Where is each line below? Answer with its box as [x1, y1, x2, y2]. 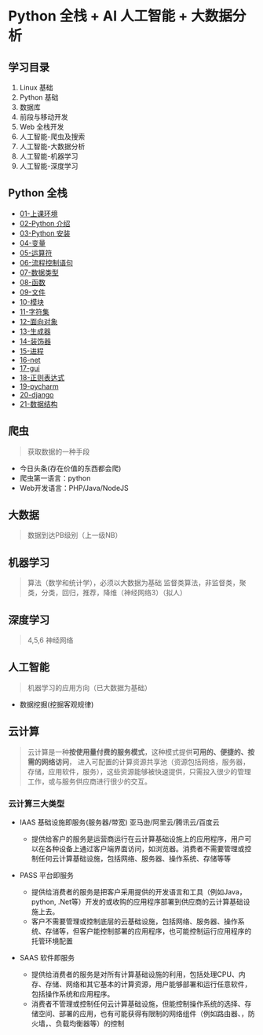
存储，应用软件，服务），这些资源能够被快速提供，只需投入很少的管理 [27, 766, 251, 776]
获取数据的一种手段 [27, 447, 90, 456]
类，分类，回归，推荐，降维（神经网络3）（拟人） [27, 588, 187, 598]
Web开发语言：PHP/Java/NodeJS [19, 483, 130, 492]
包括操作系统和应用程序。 [31, 989, 115, 998]
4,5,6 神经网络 [27, 635, 74, 645]
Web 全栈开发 [19, 123, 64, 131]
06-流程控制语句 [19, 258, 73, 267]
